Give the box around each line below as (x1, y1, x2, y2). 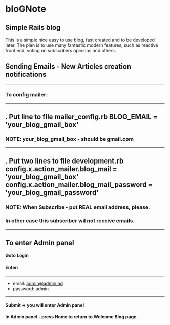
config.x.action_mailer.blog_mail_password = (5, 181, 153, 189)
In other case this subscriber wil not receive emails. (5, 217, 135, 224)
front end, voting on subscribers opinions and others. (5, 48, 116, 53)
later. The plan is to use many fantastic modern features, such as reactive (5, 42, 158, 48)
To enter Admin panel (5, 238, 74, 247)
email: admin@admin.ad (12, 280, 63, 286)
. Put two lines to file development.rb (5, 157, 124, 166)
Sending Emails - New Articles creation (5, 62, 132, 71)
